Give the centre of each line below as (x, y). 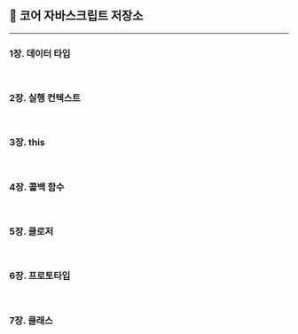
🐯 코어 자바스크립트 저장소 (76, 16)
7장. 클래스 (31, 320)
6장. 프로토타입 (40, 276)
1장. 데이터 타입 (40, 53)
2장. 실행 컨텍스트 (45, 98)
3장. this (27, 143)
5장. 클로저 (31, 231)
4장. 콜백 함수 (37, 187)
